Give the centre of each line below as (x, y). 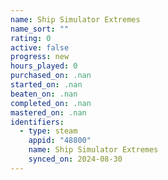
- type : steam (48, 131)
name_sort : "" (40, 29)
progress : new (40, 57)
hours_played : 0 (44, 66)
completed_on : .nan (51, 103)
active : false (40, 47)
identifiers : (37, 122)
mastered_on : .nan (48, 112)
